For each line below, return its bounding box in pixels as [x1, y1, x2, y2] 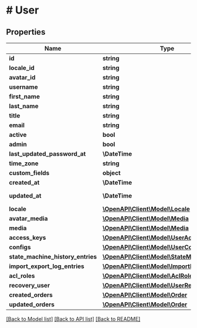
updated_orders [9, 300, 55, 309]
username [9, 83, 38, 91]
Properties [6, 27, 46, 37]
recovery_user [9, 282, 50, 289]
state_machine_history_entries [9, 253, 97, 260]
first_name [9, 92, 40, 101]
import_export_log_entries [9, 262, 85, 270]
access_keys [9, 233, 46, 242]
